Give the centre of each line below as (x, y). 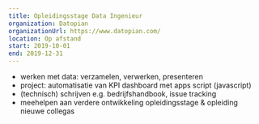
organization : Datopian (49, 24)
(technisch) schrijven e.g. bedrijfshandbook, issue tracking (118, 94)
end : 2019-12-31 (36, 53)
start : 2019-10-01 (39, 46)
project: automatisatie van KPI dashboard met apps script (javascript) (136, 85)
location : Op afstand (45, 38)
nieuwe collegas (47, 111)
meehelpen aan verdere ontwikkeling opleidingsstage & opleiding (129, 103)
